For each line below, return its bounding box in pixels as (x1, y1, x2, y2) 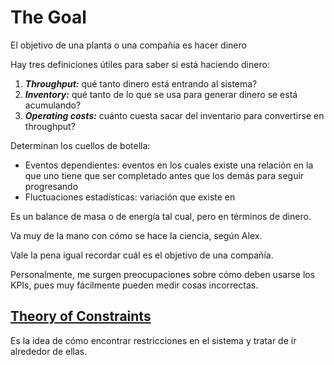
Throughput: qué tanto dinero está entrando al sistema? (24, 77, 258, 90)
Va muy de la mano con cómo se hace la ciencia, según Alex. (10, 229, 263, 241)
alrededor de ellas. (10, 345, 88, 357)
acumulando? (24, 99, 82, 111)
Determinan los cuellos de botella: (10, 139, 151, 151)
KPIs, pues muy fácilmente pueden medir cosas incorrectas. (10, 279, 259, 291)
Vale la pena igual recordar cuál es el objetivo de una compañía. (10, 249, 274, 261)
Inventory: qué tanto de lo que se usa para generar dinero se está (24, 88, 298, 100)
